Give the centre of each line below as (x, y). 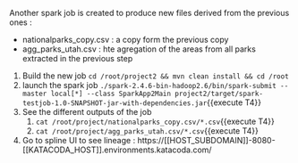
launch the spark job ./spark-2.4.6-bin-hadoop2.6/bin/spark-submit (149, 85)
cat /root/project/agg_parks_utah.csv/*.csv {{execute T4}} (147, 131)
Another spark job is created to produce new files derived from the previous (149, 13)
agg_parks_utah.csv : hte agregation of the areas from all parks (139, 49)
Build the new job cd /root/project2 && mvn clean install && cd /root (155, 76)
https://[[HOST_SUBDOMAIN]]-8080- (206, 140)
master (34, 94)
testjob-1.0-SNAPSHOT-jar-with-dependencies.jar (115, 103)
